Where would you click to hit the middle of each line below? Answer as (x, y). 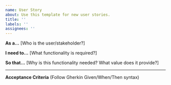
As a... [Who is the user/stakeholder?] (45, 43)
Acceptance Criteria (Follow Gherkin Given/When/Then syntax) (72, 77)
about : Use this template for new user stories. (58, 15)
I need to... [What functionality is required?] (51, 53)
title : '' (16, 19)
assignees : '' (20, 29)
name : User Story (24, 10)
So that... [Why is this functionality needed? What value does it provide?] (82, 63)
